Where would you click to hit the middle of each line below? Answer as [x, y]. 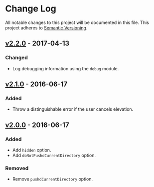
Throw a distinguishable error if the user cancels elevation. [73, 109]
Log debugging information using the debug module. [66, 68]
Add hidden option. [32, 150]
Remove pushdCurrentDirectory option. [53, 179]
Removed [17, 168]
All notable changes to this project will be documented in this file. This [77, 22]
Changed [17, 58]
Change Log [31, 9]
